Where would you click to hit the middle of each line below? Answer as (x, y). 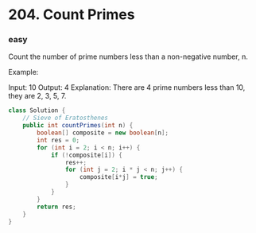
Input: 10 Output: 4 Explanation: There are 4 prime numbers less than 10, (127, 87)
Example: (23, 72)
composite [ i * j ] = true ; (118, 177)
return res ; (57, 207)
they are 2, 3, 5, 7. (37, 96)
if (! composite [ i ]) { (87, 155)
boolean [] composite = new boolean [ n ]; (103, 133)
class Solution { (37, 111)
